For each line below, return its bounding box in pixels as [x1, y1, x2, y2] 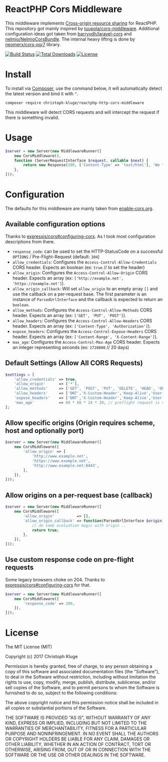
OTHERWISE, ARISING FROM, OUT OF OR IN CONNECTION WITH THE [5, 746, 151, 753]
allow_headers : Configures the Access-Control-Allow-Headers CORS [12, 318, 152, 324]
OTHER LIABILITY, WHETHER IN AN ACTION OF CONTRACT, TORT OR [5, 741, 151, 747]
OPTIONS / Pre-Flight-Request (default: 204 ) [12, 253, 100, 259]
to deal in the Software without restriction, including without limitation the [5, 674, 156, 680]
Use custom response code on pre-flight [5, 555, 134, 564]
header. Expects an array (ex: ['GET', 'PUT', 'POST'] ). [12, 312, 126, 318]
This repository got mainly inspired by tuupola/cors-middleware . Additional [5, 25, 160, 31]
